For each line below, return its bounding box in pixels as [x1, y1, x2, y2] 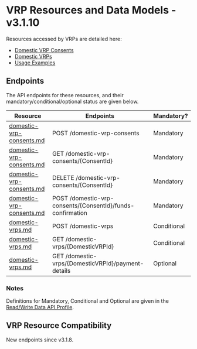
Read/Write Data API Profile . [6, 304, 74, 311]
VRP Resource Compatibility [6, 320, 112, 331]
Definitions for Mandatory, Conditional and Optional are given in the [6, 297, 169, 304]
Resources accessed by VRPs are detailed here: [6, 35, 122, 42]
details [52, 266, 71, 275]
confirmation [52, 208, 88, 217]
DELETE [52, 173, 74, 182]
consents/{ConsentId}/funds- [52, 201, 135, 210]
